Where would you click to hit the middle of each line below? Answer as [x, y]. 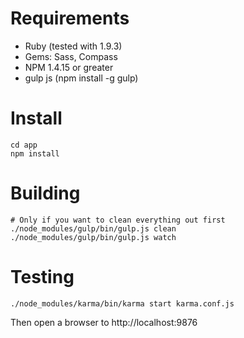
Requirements [70, 18]
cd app [24, 145]
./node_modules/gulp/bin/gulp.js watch [93, 237]
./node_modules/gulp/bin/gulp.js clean [93, 228]
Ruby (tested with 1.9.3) [73, 46]
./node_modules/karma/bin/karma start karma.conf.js [122, 303]
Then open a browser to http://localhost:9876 [104, 322]
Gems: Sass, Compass [71, 56]
